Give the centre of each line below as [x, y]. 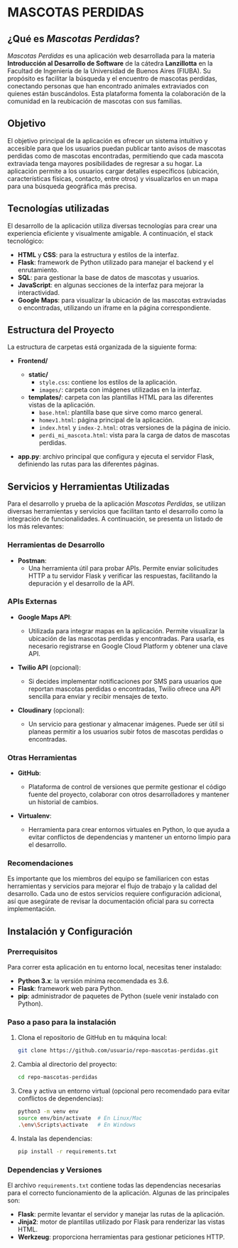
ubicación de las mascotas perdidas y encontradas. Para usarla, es [126, 638]
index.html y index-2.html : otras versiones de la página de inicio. [135, 427]
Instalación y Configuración [70, 931]
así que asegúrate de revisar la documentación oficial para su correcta [111, 901]
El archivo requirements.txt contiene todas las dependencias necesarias [114, 1185]
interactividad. [39, 292]
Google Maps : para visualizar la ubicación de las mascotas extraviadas [122, 300]
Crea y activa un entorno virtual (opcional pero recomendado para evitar [124, 1091]
